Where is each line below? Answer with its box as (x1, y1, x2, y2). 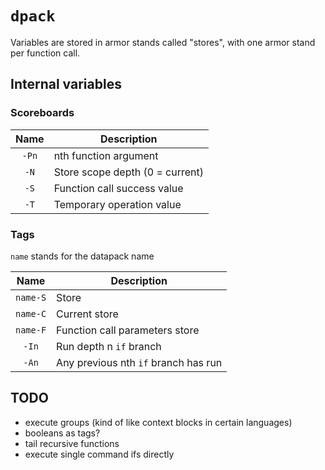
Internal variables (10, 76, 122, 93)
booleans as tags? (24, 427, 101, 439)
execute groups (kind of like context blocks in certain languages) (24, 416, 293, 428)
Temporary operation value (53, 197, 182, 211)
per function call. (10, 47, 81, 59)
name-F (15, 324, 47, 336)
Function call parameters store (56, 323, 200, 337)
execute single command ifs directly (24, 448, 175, 460)
